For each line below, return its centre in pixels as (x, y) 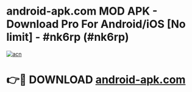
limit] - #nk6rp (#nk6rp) (68, 37)
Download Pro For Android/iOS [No (96, 24)
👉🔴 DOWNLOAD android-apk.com (96, 80)
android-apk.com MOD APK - (82, 11)
